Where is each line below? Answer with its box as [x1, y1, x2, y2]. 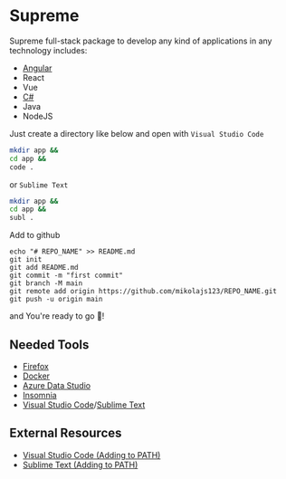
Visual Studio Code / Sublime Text [22, 399, 146, 410]
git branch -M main [9, 279, 83, 288]
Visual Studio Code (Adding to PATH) [22, 449, 161, 460]
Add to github [9, 230, 61, 241]
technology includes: [9, 44, 88, 55]
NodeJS [22, 110, 53, 121]
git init [9, 255, 43, 264]
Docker [22, 370, 51, 381]
